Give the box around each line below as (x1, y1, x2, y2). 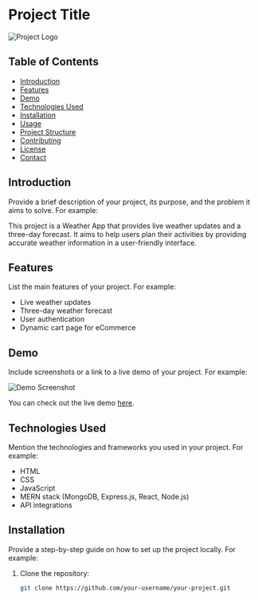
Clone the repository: (19, 568, 90, 578)
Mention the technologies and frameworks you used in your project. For (8, 443, 244, 452)
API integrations (19, 500, 73, 510)
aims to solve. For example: (8, 205, 98, 215)
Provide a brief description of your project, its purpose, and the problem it (8, 197, 251, 207)
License (19, 144, 46, 153)
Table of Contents (8, 55, 100, 69)
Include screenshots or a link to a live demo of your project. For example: (8, 367, 248, 377)
